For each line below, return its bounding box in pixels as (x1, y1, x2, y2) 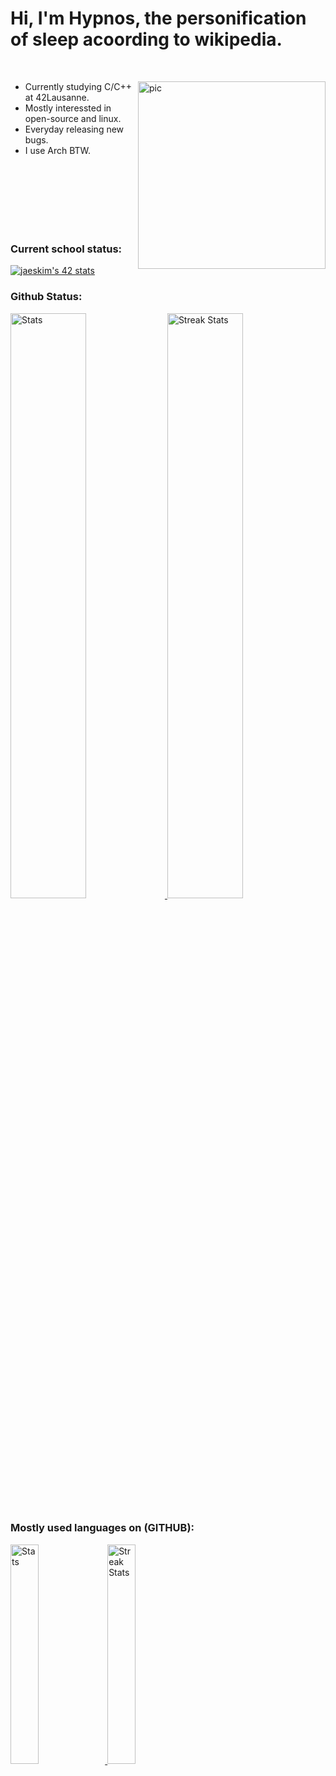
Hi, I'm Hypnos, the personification (10, 7, 307, 30)
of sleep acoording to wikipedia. (10, 28, 283, 51)
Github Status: (10, 290, 83, 304)
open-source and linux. (24, 112, 122, 124)
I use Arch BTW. (24, 144, 92, 156)
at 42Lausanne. (24, 91, 90, 103)
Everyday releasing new (24, 123, 125, 135)
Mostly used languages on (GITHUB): (10, 1521, 195, 1535)
